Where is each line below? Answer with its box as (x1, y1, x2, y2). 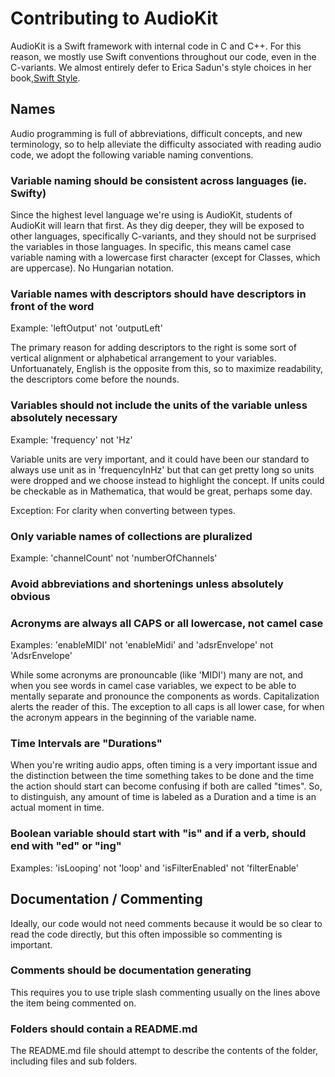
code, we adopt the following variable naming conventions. (10, 148, 254, 161)
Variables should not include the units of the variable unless (10, 398, 308, 412)
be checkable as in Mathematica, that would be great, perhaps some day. (10, 485, 313, 497)
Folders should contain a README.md (10, 1022, 198, 1036)
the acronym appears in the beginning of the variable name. (10, 712, 257, 724)
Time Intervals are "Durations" (10, 737, 163, 751)
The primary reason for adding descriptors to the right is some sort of (10, 342, 298, 354)
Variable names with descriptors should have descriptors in (10, 287, 307, 301)
